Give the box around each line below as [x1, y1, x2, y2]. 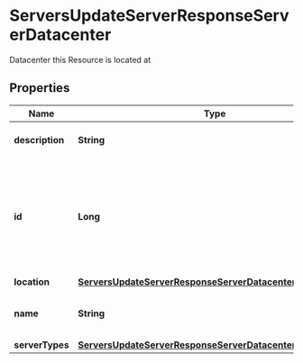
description [14, 133, 65, 146]
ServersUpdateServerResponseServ [9, 5, 289, 26]
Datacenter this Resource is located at [9, 54, 151, 65]
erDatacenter [9, 24, 112, 45]
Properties [9, 80, 70, 95]
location [14, 276, 50, 288]
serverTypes [14, 339, 69, 351]
